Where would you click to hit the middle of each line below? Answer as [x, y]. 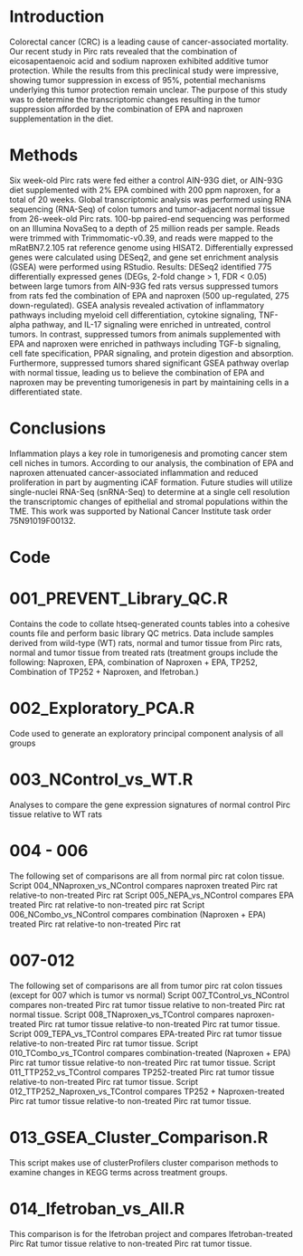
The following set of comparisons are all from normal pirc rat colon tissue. [147, 876]
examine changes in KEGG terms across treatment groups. [118, 1172]
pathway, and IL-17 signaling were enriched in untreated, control [151, 324]
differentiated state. [46, 392]
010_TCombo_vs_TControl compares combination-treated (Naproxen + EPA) [150, 1052]
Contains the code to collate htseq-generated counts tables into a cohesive [150, 623]
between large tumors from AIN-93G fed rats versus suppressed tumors [144, 286]
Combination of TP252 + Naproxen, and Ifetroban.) [104, 671]
